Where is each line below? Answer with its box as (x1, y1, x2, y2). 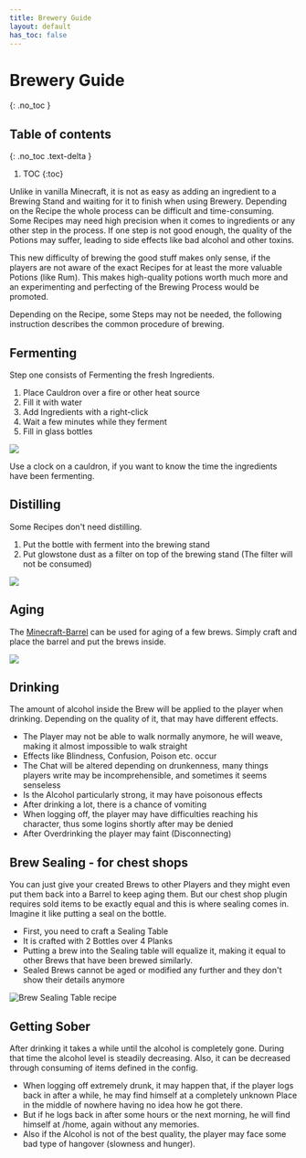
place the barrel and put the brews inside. (9, 636, 166, 647)
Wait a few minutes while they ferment (22, 416, 167, 427)
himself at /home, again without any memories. (22, 1119, 200, 1130)
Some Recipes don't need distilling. (9, 521, 142, 532)
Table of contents (9, 126, 111, 142)
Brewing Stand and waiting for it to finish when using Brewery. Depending (9, 196, 288, 207)
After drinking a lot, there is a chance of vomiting (22, 799, 207, 810)
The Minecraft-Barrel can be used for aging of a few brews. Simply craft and (9, 626, 297, 637)
